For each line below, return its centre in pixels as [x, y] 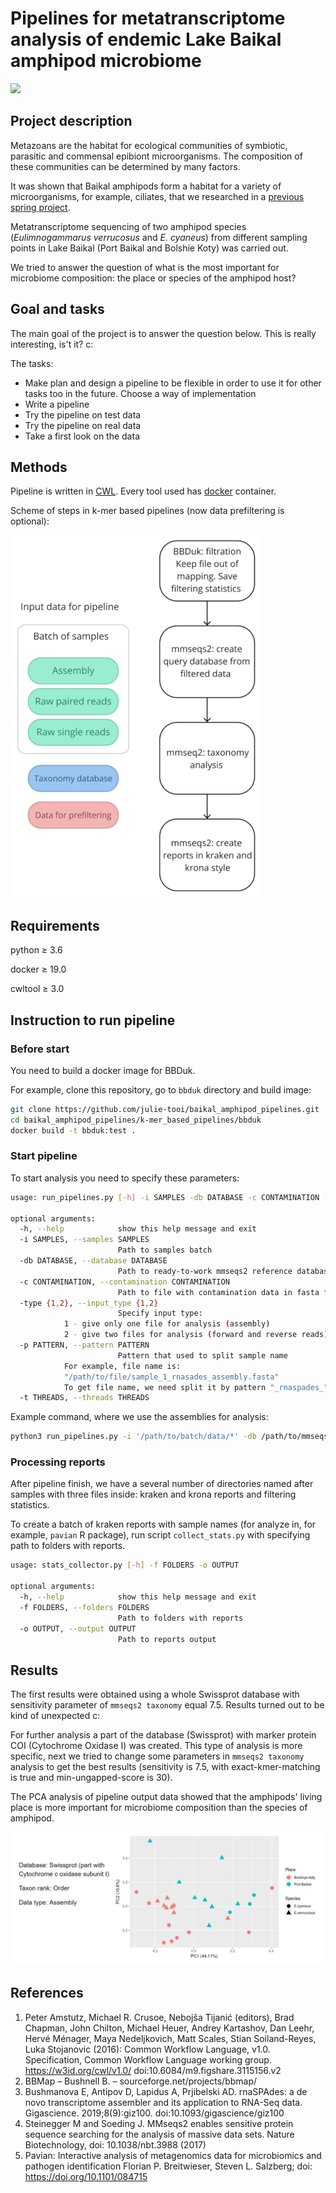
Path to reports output [167, 1639]
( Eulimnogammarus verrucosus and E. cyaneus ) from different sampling [159, 237]
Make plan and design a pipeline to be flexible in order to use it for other [173, 383]
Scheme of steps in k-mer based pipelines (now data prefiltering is [147, 511]
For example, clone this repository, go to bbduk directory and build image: [161, 1089]
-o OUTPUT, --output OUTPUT [78, 1628]
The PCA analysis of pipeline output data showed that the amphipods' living [166, 1797]
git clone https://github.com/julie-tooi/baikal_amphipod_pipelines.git [165, 1109]
